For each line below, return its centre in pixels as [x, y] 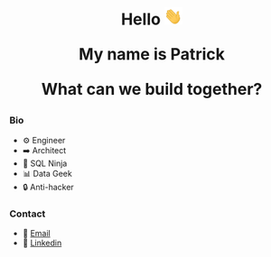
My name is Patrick [152, 55]
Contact [28, 214]
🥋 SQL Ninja [45, 163]
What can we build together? [152, 90]
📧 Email [37, 233]
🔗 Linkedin [42, 243]
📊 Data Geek [47, 173]
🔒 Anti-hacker [48, 187]
